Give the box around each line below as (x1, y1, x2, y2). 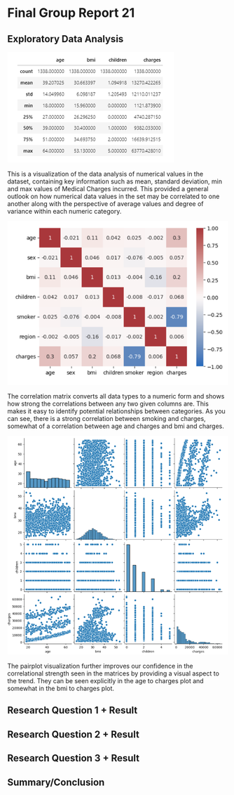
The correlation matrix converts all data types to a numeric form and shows (7, 392, 225, 400)
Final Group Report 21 (7, 5, 135, 21)
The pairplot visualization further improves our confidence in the (7, 662, 193, 671)
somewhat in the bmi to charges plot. (7, 684, 114, 693)
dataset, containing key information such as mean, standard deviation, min (7, 177, 223, 186)
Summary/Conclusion (7, 776, 105, 788)
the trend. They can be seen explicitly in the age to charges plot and (7, 677, 205, 685)
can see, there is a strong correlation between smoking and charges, (7, 414, 206, 422)
